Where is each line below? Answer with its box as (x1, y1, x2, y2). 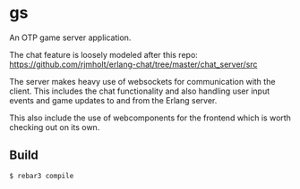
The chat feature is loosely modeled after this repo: (9, 49, 199, 60)
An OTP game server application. (9, 32, 132, 43)
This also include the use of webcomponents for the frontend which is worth (9, 112, 291, 123)
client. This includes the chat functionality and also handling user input (9, 86, 270, 96)
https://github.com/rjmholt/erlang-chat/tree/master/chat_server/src (9, 59, 258, 70)
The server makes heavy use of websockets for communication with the (9, 76, 276, 86)
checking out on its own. (9, 121, 100, 132)
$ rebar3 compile (9, 171, 74, 180)
